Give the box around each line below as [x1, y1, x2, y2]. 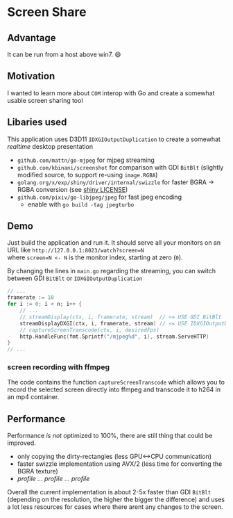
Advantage [7, 32, 57, 44]
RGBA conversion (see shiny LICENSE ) [17, 185, 128, 193]
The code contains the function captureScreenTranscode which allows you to [7, 378, 225, 387]
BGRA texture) [17, 467, 59, 476]
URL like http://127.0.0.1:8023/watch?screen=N [7, 246, 144, 254]
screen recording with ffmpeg [7, 362, 110, 372]
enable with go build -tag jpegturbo [27, 200, 135, 209]
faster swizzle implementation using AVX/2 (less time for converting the [17, 460, 223, 468]
